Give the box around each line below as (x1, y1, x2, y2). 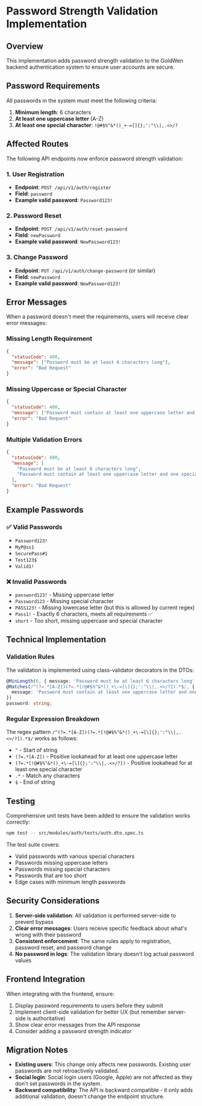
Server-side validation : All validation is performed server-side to (14, 912, 176, 919)
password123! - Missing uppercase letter (14, 591, 115, 598)
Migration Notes (6, 1045, 68, 1055)
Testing (6, 796, 35, 806)
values (14, 956, 32, 964)
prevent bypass (14, 918, 54, 925)
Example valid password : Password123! (14, 196, 113, 203)
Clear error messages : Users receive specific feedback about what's (14, 924, 188, 932)
